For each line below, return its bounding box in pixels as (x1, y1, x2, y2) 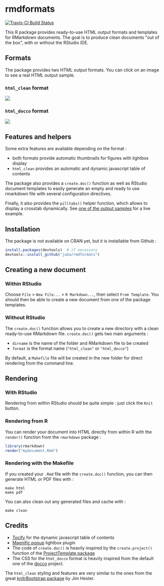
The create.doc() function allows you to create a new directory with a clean (5, 325, 159, 331)
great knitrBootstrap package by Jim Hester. (5, 575, 95, 581)
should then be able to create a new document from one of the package (5, 297, 151, 303)
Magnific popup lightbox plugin (12, 539, 76, 546)
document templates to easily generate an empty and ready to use (5, 186, 140, 192)
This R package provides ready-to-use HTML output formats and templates (5, 29, 158, 35)
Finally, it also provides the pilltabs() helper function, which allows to (5, 200, 148, 206)
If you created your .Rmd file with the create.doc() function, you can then (5, 471, 153, 477)
